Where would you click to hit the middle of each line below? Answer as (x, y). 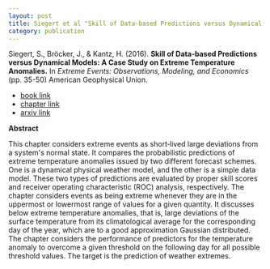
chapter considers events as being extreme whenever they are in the (123, 196)
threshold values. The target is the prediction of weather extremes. (120, 256)
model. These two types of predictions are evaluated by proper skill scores (133, 178)
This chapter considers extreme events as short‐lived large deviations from (133, 144)
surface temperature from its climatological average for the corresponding (132, 222)
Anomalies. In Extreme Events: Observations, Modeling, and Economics (129, 71)
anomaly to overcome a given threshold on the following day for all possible (134, 247)
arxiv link (35, 113)
